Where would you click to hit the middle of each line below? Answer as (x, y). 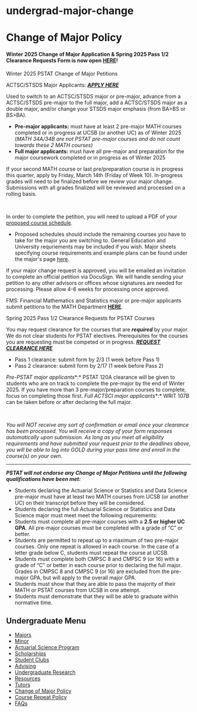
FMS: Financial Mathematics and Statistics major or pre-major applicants (94, 300)
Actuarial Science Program (47, 647)
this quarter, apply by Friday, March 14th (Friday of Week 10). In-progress (94, 175)
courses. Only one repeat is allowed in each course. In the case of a (96, 546)
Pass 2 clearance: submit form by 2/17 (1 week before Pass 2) (89, 365)
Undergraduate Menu (46, 621)
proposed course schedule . (39, 223)
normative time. (33, 602)
